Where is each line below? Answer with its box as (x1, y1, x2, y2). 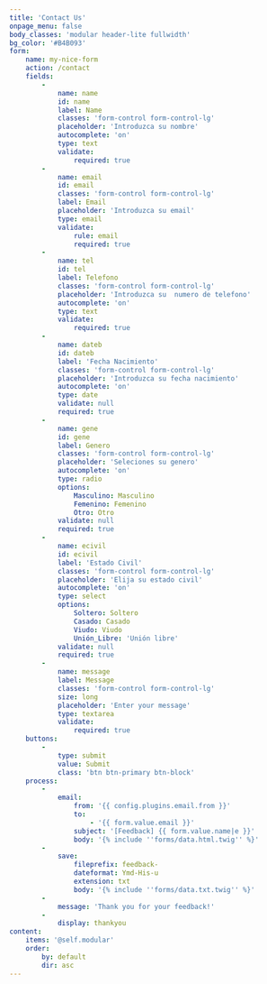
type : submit (57, 750, 106, 760)
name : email (57, 172, 102, 181)
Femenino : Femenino (73, 500, 147, 509)
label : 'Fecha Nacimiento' (57, 357, 159, 366)
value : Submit (57, 759, 111, 768)
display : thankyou (57, 919, 127, 928)
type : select (57, 592, 106, 601)
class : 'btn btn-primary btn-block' (57, 768, 195, 777)
